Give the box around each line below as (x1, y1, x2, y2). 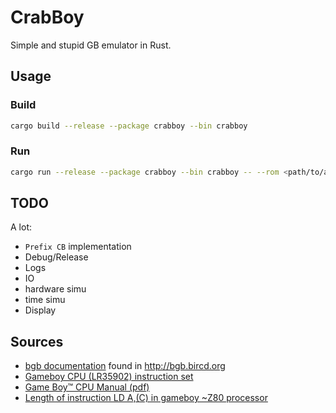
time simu (24, 294, 66, 306)
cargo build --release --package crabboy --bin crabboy (10, 121, 248, 131)
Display (24, 304, 57, 316)
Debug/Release (24, 251, 89, 263)
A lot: (10, 221, 32, 233)
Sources (10, 333, 64, 350)
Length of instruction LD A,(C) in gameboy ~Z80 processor (24, 392, 268, 404)
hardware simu (24, 283, 87, 295)
